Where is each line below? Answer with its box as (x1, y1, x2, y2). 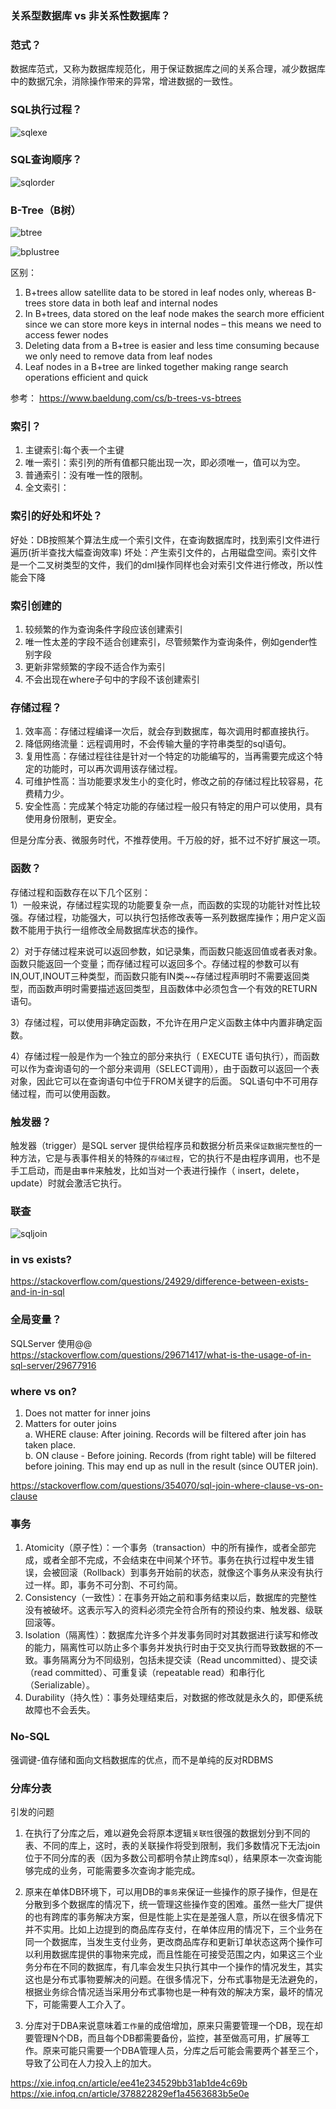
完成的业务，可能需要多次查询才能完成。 (33, 1864, 201, 1876)
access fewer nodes (24, 329, 109, 341)
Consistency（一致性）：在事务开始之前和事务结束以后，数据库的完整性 (24, 1592, 318, 1604)
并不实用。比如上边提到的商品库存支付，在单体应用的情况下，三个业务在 (24, 1923, 323, 1935)
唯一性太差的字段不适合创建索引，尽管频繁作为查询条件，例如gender (24, 636, 309, 647)
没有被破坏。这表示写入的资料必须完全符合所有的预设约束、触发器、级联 (24, 1604, 323, 1616)
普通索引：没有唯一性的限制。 (24, 469, 148, 481)
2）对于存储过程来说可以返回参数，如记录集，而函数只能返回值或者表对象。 (10, 945, 323, 957)
